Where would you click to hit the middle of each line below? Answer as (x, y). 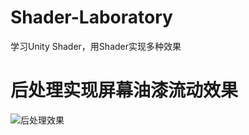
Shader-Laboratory (91, 17)
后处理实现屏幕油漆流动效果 (124, 90)
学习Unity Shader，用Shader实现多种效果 (96, 46)
